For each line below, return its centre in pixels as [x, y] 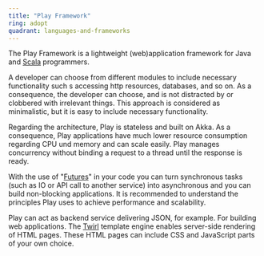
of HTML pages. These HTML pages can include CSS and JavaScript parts [132, 235]
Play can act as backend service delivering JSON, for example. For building [132, 218]
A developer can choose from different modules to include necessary [123, 78]
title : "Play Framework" [50, 16]
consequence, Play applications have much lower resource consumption [128, 136]
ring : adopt [28, 23]
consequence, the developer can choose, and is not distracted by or [121, 95]
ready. [19, 161]
